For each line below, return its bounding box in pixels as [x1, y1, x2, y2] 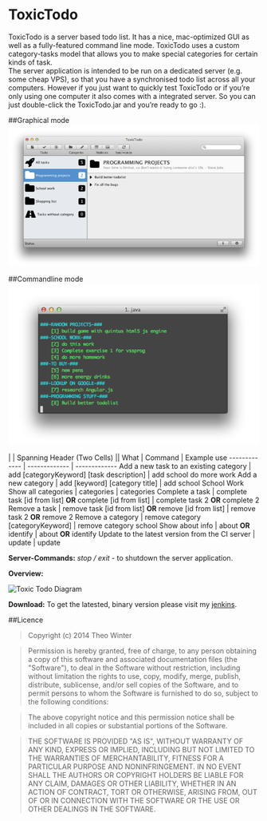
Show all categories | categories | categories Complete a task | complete [8, 487, 248, 497]
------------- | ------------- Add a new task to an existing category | [27, 462, 252, 471]
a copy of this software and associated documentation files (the [27, 655, 238, 664]
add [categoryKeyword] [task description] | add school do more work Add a [8, 470, 257, 480]
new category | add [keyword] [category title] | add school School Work [8, 478, 245, 488]
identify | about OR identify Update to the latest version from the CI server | [8, 529, 256, 539]
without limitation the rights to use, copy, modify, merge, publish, [27, 672, 241, 681]
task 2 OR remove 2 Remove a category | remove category [8, 513, 202, 522]
